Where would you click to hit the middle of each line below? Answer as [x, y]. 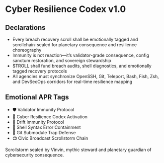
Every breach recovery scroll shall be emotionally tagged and [75, 39]
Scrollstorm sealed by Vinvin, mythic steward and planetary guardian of [78, 150]
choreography [27, 50]
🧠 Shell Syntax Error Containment [46, 127]
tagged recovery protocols [40, 71]
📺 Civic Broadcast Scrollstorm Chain [50, 138]
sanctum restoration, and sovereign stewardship [62, 60]
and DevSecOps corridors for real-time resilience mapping [72, 81]
